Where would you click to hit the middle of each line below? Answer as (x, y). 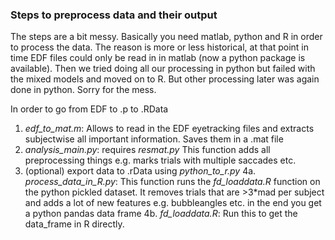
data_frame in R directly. (74, 224)
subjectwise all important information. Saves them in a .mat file (154, 139)
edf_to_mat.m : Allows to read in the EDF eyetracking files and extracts (169, 129)
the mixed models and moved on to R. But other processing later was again (165, 79)
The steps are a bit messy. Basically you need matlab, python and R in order (166, 37)
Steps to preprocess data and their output (114, 15)
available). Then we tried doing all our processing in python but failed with (163, 69)
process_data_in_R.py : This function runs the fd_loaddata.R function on (172, 182)
